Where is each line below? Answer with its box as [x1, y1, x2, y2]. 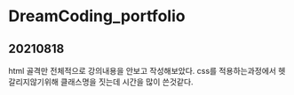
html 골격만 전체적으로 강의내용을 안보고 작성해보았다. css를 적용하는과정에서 [8, 66, 277, 76]
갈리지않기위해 [8, 77, 60, 87]
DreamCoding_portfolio [8, 6, 186, 26]
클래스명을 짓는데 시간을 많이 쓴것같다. [60, 77, 194, 87]
